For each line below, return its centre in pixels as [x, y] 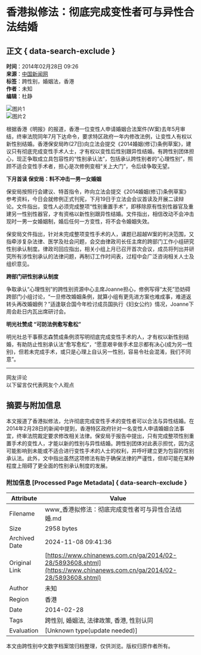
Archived [22, 538]
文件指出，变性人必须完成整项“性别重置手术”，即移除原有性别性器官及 [103, 207]
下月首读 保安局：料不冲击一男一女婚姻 [54, 179]
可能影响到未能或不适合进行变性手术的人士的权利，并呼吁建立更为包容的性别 [100, 451]
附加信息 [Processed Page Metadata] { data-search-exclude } [97, 482]
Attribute [24, 498]
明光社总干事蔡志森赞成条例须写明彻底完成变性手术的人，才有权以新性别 [95, 337]
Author [19, 588]
